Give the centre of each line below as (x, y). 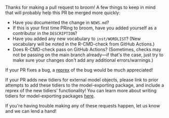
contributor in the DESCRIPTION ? (45, 33)
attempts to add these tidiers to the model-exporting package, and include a (85, 85)
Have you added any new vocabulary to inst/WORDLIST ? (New (77, 38)
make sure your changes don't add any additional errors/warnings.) (83, 60)
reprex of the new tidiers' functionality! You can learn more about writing (81, 90)
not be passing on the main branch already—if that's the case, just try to (88, 55)
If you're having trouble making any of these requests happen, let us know (83, 106)
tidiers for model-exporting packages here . (50, 96)
